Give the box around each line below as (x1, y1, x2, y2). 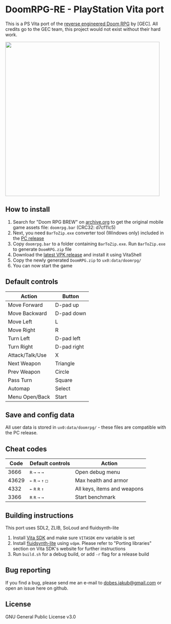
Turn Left (8, 335, 30, 342)
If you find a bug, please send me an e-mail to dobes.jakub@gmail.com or (5, 579, 162, 585)
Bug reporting (5, 566, 51, 575)
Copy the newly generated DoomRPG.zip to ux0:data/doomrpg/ (12, 257, 141, 263)
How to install (5, 205, 50, 214)
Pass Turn (8, 376, 32, 383)
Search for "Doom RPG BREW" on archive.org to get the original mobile (12, 218, 164, 225)
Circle (54, 368, 69, 375)
